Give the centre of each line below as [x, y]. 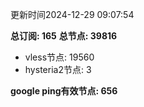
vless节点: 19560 [59, 57]
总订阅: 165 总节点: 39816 [64, 36]
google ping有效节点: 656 [64, 91]
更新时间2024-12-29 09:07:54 [72, 14]
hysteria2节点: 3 [58, 69]
